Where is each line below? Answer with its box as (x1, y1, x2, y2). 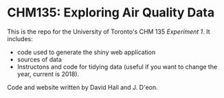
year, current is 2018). (16, 70, 80, 78)
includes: (7, 34, 33, 42)
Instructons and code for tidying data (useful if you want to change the (16, 62, 218, 71)
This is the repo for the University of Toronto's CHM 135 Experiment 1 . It (7, 27, 211, 36)
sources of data (16, 55, 62, 63)
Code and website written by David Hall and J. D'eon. (7, 83, 158, 91)
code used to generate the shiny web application (16, 48, 156, 56)
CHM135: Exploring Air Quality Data (7, 5, 215, 21)
